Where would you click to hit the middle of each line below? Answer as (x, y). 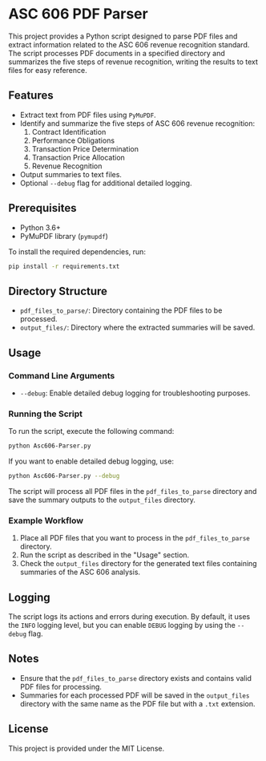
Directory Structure (58, 291)
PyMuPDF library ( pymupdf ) (64, 236)
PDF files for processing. (61, 686)
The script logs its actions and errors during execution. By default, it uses (129, 617)
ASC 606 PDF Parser (78, 14)
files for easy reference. (48, 70)
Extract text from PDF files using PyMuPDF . (88, 115)
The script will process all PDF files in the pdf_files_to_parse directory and (133, 491)
